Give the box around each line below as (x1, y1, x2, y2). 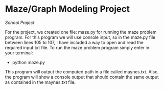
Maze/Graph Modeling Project (5, 3, 130, 15)
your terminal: (5, 50, 33, 56)
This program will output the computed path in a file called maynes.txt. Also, (5, 68, 159, 74)
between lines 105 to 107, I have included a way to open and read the (5, 39, 143, 45)
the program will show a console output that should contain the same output (5, 74, 159, 80)
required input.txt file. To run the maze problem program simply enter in (5, 45, 150, 50)
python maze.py (12, 59, 45, 65)
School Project (5, 20, 35, 25)
